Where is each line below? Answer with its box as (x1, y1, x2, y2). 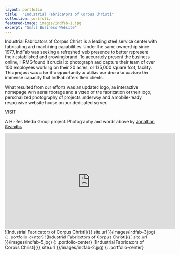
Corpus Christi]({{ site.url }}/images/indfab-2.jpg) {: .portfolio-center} (5, 244, 144, 251)
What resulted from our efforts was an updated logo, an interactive (5, 84, 138, 90)
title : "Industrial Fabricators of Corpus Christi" (5, 12, 114, 17)
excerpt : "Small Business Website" (5, 25, 77, 30)
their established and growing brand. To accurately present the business (5, 54, 150, 60)
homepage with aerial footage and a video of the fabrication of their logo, (5, 90, 152, 95)
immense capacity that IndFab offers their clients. (5, 75, 104, 81)
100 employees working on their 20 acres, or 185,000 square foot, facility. (5, 64, 152, 71)
